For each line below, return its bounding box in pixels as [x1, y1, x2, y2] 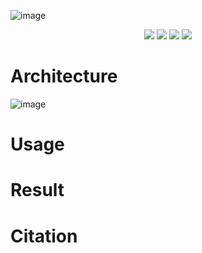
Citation [10, 225, 78, 247]
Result [10, 179, 65, 202]
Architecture [10, 65, 118, 88]
